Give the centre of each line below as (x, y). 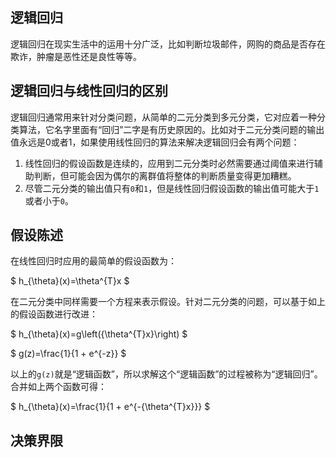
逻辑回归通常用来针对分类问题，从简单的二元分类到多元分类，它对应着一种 (163, 117)
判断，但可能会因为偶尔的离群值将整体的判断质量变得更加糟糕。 (165, 175)
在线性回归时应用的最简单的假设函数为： (93, 261)
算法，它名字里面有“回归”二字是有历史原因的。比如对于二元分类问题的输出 (171, 129)
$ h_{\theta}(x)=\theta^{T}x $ (70, 281)
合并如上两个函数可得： (58, 387)
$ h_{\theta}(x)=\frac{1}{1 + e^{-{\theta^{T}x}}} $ (110, 407)
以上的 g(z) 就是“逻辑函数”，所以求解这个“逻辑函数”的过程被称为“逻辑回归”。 (166, 374)
